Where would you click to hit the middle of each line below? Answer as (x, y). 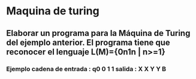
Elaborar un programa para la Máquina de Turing (98, 33)
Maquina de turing (53, 11)
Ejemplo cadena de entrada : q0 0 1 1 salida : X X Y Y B (86, 69)
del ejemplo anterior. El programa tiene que (88, 42)
